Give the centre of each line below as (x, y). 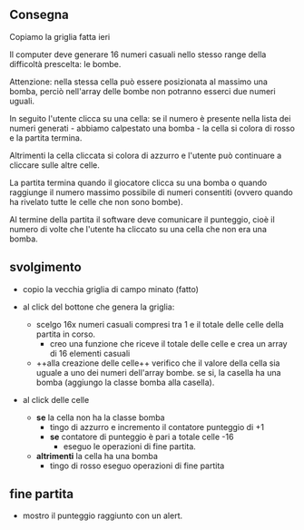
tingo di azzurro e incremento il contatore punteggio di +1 (157, 427)
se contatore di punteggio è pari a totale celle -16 (142, 437)
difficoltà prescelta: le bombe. (65, 64)
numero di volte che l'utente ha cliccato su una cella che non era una (138, 229)
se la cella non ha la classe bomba (100, 417)
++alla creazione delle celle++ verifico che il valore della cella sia (158, 363)
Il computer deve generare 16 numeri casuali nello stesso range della (138, 54)
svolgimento (45, 267)
